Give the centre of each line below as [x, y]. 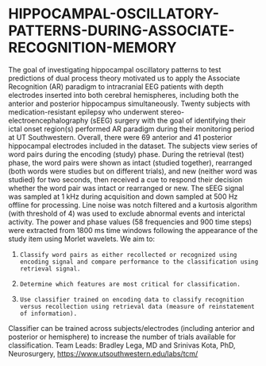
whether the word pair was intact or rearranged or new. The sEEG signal [126, 188]
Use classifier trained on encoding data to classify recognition [132, 299]
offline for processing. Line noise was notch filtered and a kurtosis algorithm [133, 204]
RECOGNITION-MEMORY [93, 48]
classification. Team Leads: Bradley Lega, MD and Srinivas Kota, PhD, [122, 345]
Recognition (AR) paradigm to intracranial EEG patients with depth [116, 86]
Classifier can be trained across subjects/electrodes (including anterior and [132, 328]
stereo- [172, 111]
